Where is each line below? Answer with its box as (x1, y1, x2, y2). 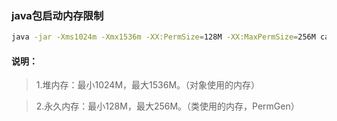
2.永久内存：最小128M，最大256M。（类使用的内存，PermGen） (35, 100, 300, 112)
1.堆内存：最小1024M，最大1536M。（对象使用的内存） (35, 79, 261, 91)
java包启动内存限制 (11, 8, 104, 22)
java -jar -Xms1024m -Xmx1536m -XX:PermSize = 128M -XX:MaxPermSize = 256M (11, 32, 316, 42)
